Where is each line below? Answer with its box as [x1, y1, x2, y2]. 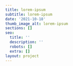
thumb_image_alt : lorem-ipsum [5, 21, 68, 26]
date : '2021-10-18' [5, 16, 46, 21]
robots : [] [9, 44, 32, 49]
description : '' [9, 40, 43, 45]
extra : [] [9, 49, 30, 54]
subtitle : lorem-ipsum [5, 12, 52, 17]
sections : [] [5, 26, 32, 31]
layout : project [5, 53, 39, 59]
